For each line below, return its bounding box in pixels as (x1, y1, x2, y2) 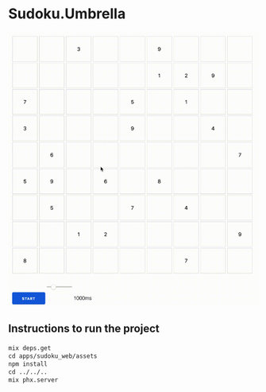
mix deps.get (8, 343, 52, 352)
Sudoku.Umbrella (8, 5, 126, 23)
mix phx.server (8, 375, 59, 384)
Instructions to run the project (8, 322, 160, 336)
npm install (8, 359, 48, 368)
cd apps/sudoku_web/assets (8, 351, 98, 360)
